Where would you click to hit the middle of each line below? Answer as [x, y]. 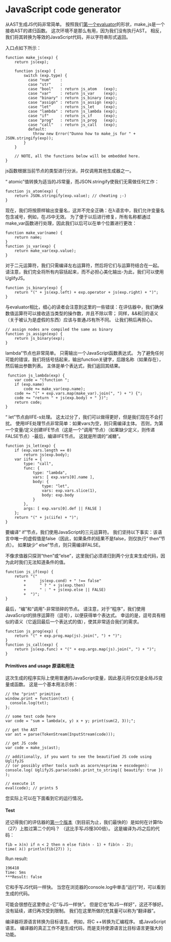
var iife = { [28, 459]
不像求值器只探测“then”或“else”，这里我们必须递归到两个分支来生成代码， [83, 556]
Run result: [17, 859]
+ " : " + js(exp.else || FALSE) [65, 589]
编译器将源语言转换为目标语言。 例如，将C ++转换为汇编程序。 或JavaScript [86, 922]
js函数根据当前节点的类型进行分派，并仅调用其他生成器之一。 [70, 170]
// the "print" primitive [33, 694]
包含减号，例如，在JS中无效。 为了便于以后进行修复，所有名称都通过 [78, 216]
